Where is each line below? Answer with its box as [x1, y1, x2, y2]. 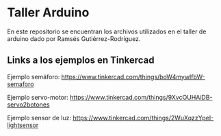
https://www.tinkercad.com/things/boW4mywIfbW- [61, 72, 205, 81]
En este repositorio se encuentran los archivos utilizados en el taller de [7, 27, 207, 36]
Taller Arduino [7, 5, 90, 21]
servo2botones [7, 100, 50, 109]
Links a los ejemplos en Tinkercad [7, 55, 155, 66]
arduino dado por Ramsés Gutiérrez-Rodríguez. [7, 34, 141, 42]
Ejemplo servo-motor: [7, 93, 68, 101]
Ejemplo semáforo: [7, 72, 60, 81]
